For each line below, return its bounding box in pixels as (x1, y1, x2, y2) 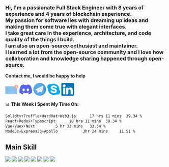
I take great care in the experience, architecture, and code (5, 30, 152, 37)
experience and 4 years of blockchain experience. (5, 10, 132, 17)
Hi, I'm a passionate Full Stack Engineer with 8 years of (5, 4, 144, 11)
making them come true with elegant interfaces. (5, 23, 127, 30)
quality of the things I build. (5, 36, 75, 43)
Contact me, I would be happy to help (5, 73, 86, 79)
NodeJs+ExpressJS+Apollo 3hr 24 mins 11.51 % (5, 129, 136, 134)
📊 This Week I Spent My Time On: (5, 101, 79, 107)
